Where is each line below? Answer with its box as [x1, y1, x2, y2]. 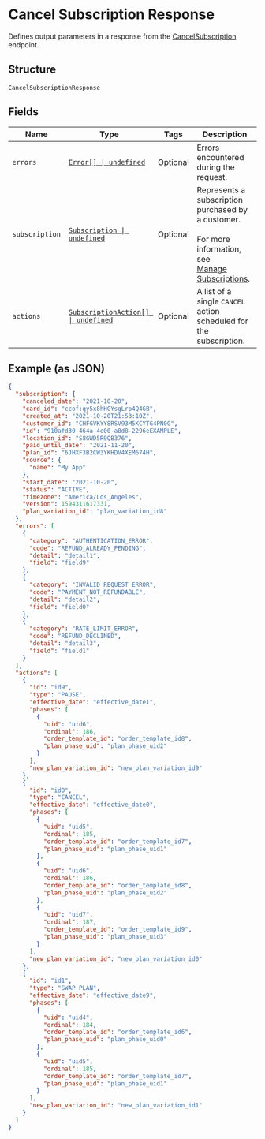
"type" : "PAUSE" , [28, 691, 87, 699]
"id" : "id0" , [28, 786, 73, 794]
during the [196, 162, 235, 173]
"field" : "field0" [28, 603, 90, 611]
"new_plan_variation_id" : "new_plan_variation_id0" [28, 954, 203, 963]
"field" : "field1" [28, 647, 90, 655]
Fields [8, 105, 39, 119]
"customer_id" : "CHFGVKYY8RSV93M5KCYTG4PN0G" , [22, 420, 178, 428]
